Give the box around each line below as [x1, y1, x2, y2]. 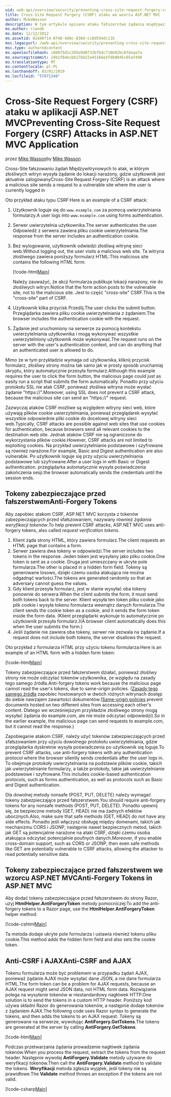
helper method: [5, 911, 38, 917]
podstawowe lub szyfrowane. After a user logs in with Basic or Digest [5, 458, 150, 464]
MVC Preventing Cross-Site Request [5, 117, 160, 129]
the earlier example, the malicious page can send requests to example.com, [5, 718, 164, 724]
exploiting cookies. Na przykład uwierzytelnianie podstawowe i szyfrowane [5, 442, 163, 448]
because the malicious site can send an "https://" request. [5, 395, 127, 401]
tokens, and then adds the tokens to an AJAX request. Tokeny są [5, 1013, 141, 1020]
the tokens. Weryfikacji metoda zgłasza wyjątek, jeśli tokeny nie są [5, 1065, 147, 1072]
